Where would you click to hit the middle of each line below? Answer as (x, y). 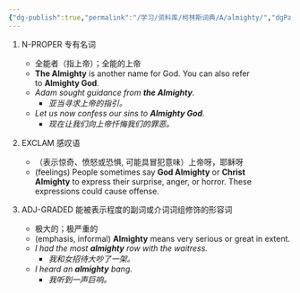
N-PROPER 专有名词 (58, 44)
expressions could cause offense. (97, 191)
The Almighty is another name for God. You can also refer (142, 73)
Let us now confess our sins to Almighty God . (120, 113)
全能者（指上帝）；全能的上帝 (88, 63)
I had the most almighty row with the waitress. (121, 248)
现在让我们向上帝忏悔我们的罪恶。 (111, 124)
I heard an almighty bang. (84, 269)
